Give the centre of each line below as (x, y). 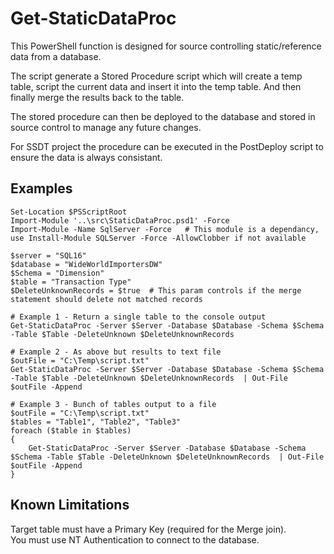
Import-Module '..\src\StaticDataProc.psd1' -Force (120, 220)
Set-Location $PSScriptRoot (69, 212)
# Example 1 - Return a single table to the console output (138, 317)
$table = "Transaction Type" (71, 282)
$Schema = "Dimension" (57, 273)
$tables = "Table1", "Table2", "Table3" (96, 422)
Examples (41, 188)
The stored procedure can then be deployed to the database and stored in (163, 116)
